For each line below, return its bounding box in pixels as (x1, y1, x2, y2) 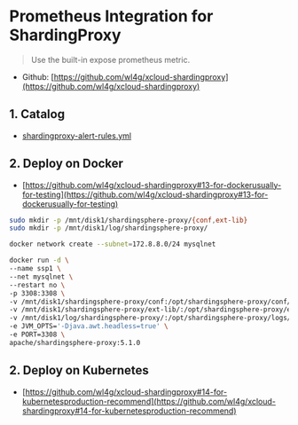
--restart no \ (9, 280, 66, 289)
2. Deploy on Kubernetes (9, 363, 149, 378)
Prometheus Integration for (9, 6, 214, 27)
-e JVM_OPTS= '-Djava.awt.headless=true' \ (9, 322, 169, 331)
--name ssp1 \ (9, 264, 62, 273)
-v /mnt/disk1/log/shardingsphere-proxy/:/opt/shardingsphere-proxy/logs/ (9, 313, 292, 323)
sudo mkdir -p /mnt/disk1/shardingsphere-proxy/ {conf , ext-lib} (9, 216, 248, 224)
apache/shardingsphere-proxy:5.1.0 (9, 338, 141, 347)
